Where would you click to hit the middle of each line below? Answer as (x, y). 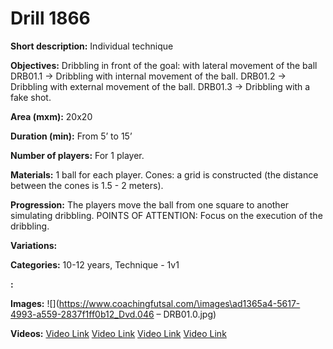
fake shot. (31, 97)
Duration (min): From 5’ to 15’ (71, 136)
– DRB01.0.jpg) (186, 314)
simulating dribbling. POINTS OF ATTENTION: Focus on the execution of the (166, 215)
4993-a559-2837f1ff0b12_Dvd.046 (82, 314)
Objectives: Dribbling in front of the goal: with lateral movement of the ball (164, 65)
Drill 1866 (50, 18)
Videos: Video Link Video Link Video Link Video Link (118, 333)
